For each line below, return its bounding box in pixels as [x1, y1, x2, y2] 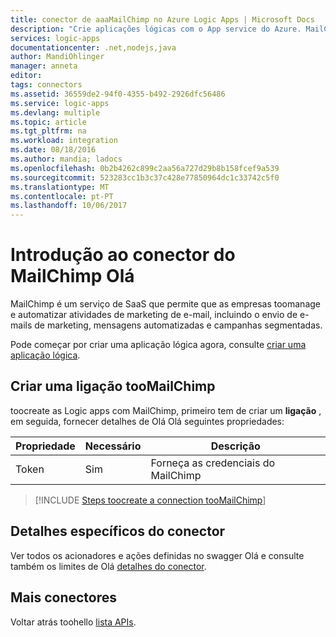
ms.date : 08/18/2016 [10, 145, 97, 155]
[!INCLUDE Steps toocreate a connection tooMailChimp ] [34, 494, 267, 506]
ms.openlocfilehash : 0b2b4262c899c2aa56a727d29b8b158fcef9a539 [10, 163, 280, 173]
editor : [10, 71, 43, 81]
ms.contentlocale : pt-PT [10, 191, 114, 201]
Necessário [84, 439, 142, 453]
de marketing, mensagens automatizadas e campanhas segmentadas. [34, 319, 323, 331]
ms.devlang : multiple [10, 107, 101, 118]
